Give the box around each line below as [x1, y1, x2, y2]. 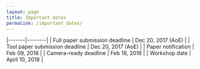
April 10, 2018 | [6, 56, 44, 64]
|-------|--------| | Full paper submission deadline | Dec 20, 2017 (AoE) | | [6, 37, 190, 44]
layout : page [6, 8, 39, 15]
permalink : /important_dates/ [6, 20, 83, 26]
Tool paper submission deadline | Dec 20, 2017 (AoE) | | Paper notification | [6, 43, 195, 50]
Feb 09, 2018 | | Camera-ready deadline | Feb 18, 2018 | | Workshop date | [6, 50, 192, 57]
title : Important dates [6, 15, 67, 21]
